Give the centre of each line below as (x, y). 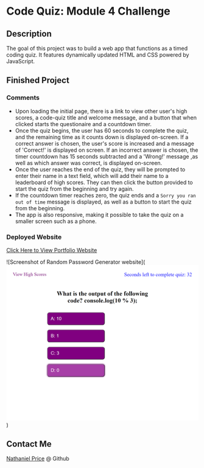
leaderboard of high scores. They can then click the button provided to (104, 182)
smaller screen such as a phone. (56, 221)
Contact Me (29, 444)
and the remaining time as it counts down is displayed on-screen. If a (102, 137)
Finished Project (38, 80)
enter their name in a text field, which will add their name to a (92, 175)
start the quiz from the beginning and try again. (74, 189)
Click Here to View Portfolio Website (52, 250)
